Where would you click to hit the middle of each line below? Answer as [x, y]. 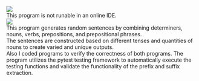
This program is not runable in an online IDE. [61, 15]
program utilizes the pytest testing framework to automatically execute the [99, 60]
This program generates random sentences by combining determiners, [94, 28]
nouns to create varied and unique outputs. [60, 47]
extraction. [20, 73]
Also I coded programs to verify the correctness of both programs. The [95, 53]
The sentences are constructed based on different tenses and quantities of [100, 40]
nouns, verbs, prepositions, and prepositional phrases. [74, 34]
